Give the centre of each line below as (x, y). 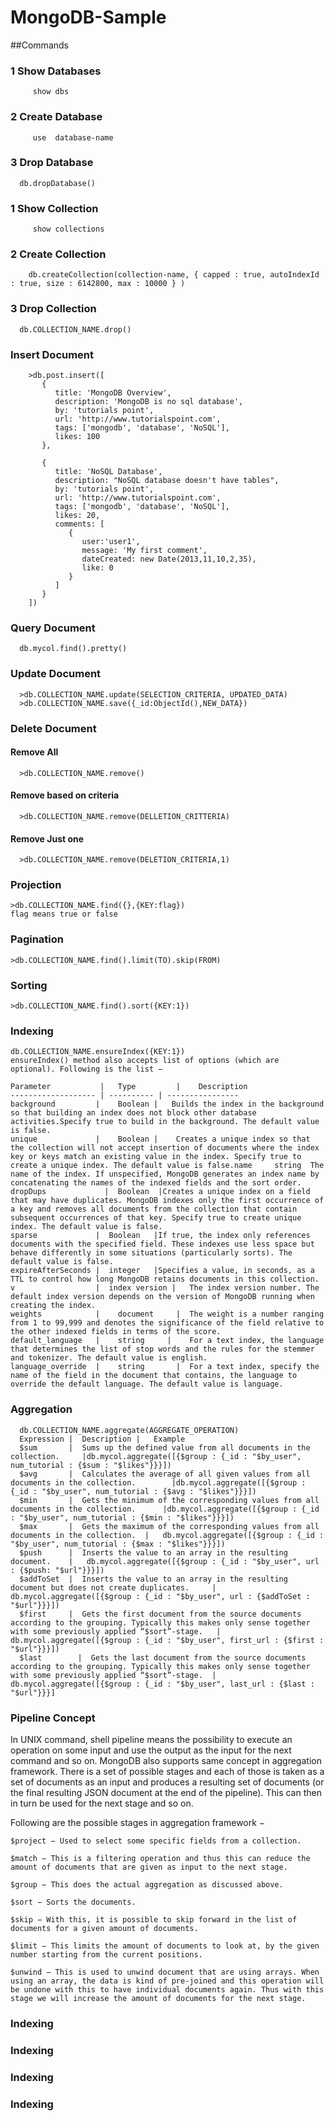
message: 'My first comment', (144, 551)
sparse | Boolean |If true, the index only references (160, 1236)
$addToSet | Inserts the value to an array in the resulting (153, 1579)
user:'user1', (111, 542)
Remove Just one (47, 838)
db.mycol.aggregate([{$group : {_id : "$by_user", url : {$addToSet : (160, 1596)
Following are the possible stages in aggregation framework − (138, 1822)
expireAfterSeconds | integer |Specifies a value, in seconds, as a (162, 1271)
